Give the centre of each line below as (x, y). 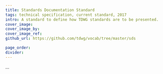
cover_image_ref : (24, 34)
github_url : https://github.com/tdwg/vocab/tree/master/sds (71, 39)
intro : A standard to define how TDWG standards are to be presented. (82, 19)
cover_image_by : (22, 29)
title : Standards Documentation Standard (50, 10)
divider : (15, 52)
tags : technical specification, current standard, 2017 (66, 15)
